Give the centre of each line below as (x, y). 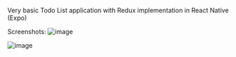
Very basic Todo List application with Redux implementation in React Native (118, 10)
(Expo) (17, 18)
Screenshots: (27, 32)
